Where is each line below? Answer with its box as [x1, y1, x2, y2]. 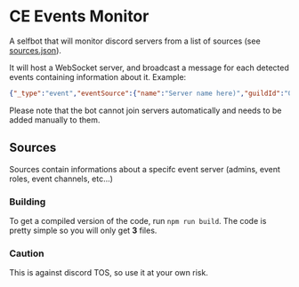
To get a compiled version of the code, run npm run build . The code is [9, 215, 267, 226]
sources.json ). [9, 44, 62, 55]
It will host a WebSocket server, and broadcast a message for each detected [9, 62, 289, 73]
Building [9, 195, 46, 208]
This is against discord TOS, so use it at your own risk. [9, 267, 209, 278]
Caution [9, 247, 44, 259]
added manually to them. [9, 114, 101, 125]
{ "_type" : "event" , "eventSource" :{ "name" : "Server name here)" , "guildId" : [9, 89, 285, 98]
